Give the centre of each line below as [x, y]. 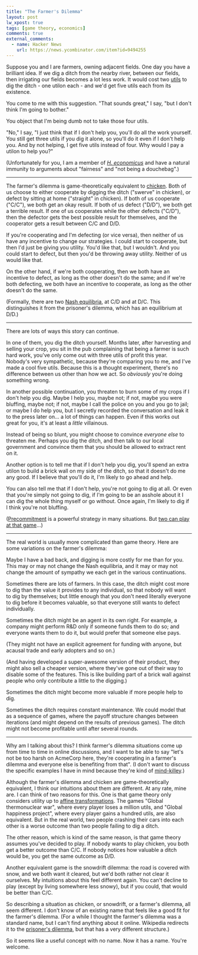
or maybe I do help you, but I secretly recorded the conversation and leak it [97, 410]
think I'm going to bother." [38, 109]
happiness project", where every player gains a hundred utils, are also [91, 813]
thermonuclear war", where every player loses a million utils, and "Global [94, 807]
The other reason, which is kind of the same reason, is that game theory [94, 837]
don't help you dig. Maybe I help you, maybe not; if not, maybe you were [94, 398]
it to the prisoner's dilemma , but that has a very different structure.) [88, 929]
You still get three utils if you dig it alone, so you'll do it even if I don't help [95, 139]
